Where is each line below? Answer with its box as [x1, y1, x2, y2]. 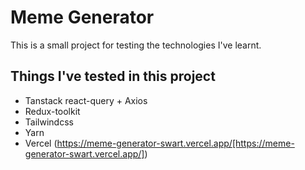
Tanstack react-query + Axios [24, 94, 148, 106]
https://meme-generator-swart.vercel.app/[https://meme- [56, 137, 295, 149]
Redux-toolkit [24, 105, 81, 117]
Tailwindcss [24, 116, 74, 128]
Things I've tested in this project [10, 68, 216, 85]
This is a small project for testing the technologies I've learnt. [10, 39, 262, 51]
